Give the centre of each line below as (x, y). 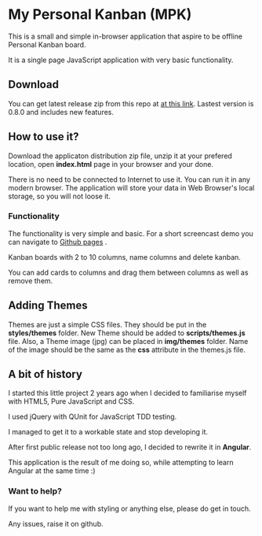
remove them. (31, 280)
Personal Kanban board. (47, 44)
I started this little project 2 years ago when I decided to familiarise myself (127, 393)
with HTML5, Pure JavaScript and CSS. (71, 401)
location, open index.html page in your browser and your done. (111, 164)
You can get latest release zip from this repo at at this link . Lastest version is (131, 103)
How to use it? (44, 137)
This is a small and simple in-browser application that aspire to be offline (126, 36)
